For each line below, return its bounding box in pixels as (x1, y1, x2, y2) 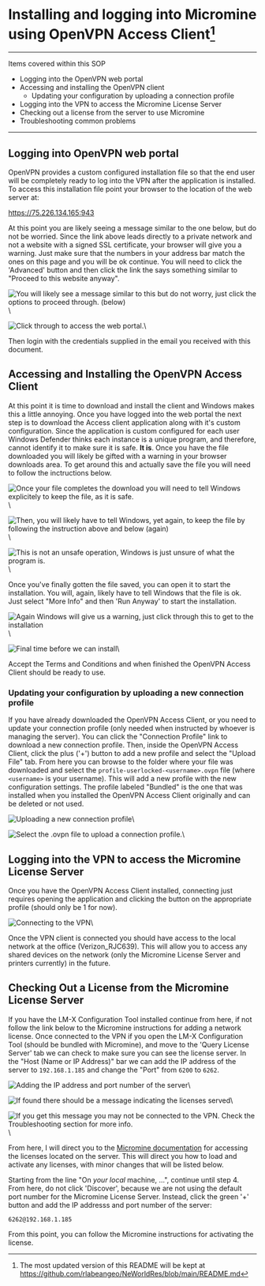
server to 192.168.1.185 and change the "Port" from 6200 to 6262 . (8, 1065, 219, 1074)
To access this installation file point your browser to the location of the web (8, 184, 252, 194)
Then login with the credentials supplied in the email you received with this (8, 337, 251, 346)
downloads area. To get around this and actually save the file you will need (8, 460, 251, 469)
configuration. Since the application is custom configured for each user (8, 426, 240, 435)
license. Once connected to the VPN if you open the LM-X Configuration (8, 1031, 243, 1040)
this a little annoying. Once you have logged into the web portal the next (8, 409, 242, 419)
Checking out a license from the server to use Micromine (19, 108, 205, 118)
